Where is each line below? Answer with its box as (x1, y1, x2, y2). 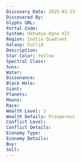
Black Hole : (6, 81, 35, 87)
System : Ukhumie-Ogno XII (6, 31, 70, 37)
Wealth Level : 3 (6, 108, 46, 114)
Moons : (6, 97, 22, 103)
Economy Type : (6, 130, 41, 136)
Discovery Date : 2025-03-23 (6, 8, 76, 15)
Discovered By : (6, 14, 44, 20)
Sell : (6, 147, 20, 153)
